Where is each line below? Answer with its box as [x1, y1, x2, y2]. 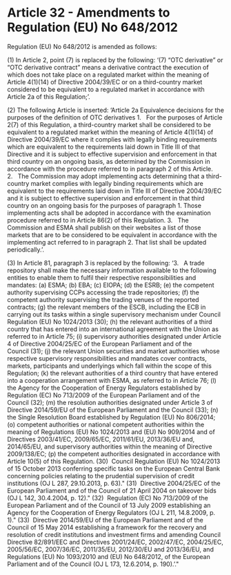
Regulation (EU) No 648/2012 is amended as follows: [7, 42, 157, 50]
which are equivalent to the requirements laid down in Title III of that [7, 142, 201, 151]
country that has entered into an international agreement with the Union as [7, 325, 219, 333]
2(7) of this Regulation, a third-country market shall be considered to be [7, 120, 212, 129]
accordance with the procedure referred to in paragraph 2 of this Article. [7, 164, 214, 173]
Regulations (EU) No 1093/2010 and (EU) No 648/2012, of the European [7, 552, 210, 560]
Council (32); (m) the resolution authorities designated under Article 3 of [7, 398, 213, 406]
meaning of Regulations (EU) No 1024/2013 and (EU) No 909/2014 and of [7, 427, 215, 436]
